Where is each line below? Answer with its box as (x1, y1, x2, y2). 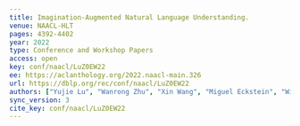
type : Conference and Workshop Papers (9, 46, 154, 55)
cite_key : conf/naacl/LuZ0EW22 (9, 104, 126, 113)
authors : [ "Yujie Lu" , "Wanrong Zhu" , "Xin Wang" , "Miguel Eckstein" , (9, 87, 278, 96)
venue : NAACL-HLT (9, 21, 74, 30)
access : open (9, 54, 58, 63)
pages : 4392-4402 (9, 29, 74, 38)
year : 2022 (9, 37, 50, 47)
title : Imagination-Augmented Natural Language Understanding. (9, 12, 250, 22)
